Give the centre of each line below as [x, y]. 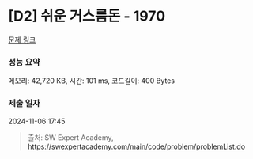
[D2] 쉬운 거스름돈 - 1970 [87, 16]
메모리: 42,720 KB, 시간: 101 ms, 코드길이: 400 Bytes [92, 81]
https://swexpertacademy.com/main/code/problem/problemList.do [136, 146]
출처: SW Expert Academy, [70, 137]
